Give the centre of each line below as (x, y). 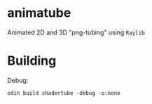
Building (32, 61)
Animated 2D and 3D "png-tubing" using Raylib (76, 32)
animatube (39, 13)
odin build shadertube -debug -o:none (64, 93)
